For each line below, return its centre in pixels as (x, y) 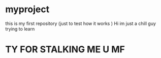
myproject (27, 9)
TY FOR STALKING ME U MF (65, 50)
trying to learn (20, 28)
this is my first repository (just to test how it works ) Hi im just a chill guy (81, 23)
